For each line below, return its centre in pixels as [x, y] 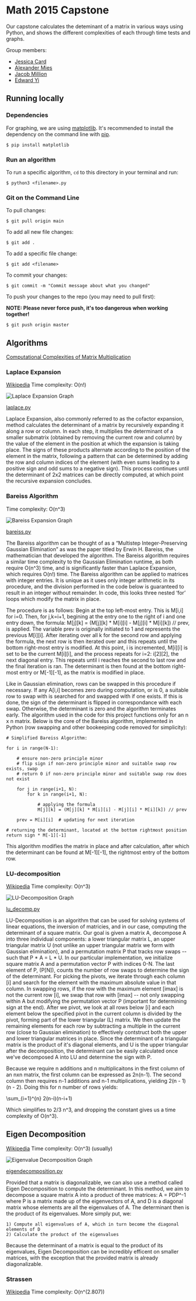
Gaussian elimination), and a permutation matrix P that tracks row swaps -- [97, 951]
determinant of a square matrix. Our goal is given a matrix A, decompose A [96, 932]
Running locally [35, 99]
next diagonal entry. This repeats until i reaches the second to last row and [96, 660]
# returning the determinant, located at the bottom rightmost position [97, 830]
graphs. [15, 39]
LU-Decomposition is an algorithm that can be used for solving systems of [96, 920]
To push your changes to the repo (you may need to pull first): [81, 297]
